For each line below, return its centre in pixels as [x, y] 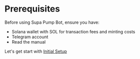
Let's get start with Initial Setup [36, 51]
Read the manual [29, 42]
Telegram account [30, 37]
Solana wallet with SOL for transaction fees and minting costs [73, 31]
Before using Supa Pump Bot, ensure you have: [52, 22]
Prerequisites [32, 9]
